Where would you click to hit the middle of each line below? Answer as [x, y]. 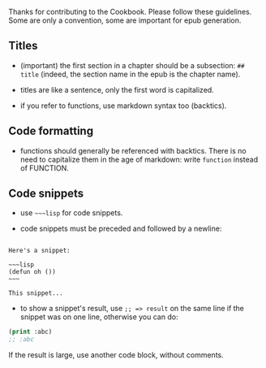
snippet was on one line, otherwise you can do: [99, 317]
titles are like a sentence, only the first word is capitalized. [117, 89]
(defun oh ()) [32, 272]
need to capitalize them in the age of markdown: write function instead [139, 159]
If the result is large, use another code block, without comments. [116, 355]
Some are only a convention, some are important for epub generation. [125, 20]
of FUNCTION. [44, 168]
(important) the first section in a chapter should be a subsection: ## [132, 65]
